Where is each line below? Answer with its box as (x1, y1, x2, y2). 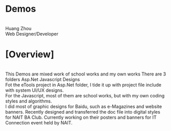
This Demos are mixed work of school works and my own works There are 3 (5, 71, 166, 77)
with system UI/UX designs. (5, 87, 64, 93)
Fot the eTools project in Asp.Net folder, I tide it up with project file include (5, 82, 162, 88)
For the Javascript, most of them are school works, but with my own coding (5, 92, 165, 98)
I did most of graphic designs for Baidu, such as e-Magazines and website (5, 103, 162, 110)
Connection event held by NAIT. (5, 119, 73, 125)
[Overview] (5, 49, 54, 60)
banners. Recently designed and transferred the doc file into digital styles (5, 109, 160, 115)
